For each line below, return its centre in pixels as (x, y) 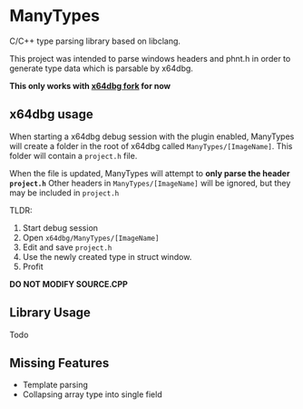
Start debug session (60, 227)
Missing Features (59, 363)
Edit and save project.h (67, 247)
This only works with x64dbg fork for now (90, 85)
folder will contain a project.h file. (73, 155)
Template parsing (55, 385)
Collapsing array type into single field (92, 394)
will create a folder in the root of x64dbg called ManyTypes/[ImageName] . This (151, 145)
